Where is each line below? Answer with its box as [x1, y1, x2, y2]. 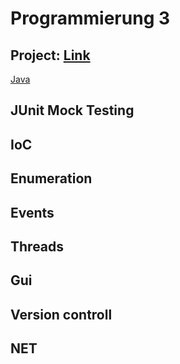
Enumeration [10, 170, 93, 187]
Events [10, 204, 55, 221]
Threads [10, 238, 65, 255]
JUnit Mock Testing [10, 102, 135, 119]
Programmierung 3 [10, 7, 171, 30]
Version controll [10, 306, 113, 323]
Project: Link [10, 47, 91, 64]
